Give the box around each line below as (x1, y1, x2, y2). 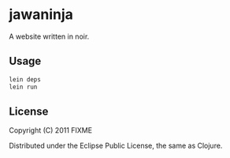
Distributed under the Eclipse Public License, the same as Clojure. (9, 141, 223, 151)
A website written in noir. (9, 32, 90, 41)
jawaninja (9, 6, 74, 24)
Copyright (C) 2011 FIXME (9, 126, 93, 135)
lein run (9, 83, 38, 91)
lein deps (9, 75, 42, 84)
